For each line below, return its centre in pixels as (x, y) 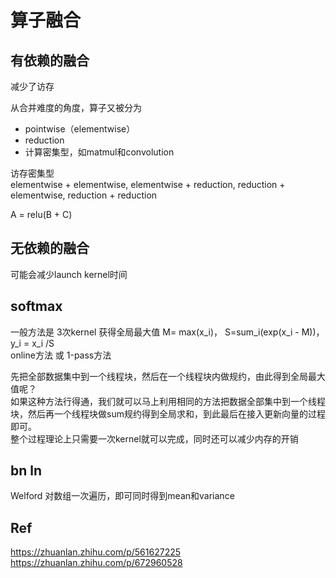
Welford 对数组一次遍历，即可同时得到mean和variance (122, 496)
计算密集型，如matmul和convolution (99, 152)
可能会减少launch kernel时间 (69, 274)
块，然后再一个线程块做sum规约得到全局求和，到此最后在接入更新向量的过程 (168, 413)
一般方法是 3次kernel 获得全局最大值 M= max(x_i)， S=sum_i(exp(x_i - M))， (167, 332)
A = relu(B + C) (41, 214)
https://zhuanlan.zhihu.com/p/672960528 (96, 563)
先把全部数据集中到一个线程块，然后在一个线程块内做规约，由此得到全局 (159, 376)
